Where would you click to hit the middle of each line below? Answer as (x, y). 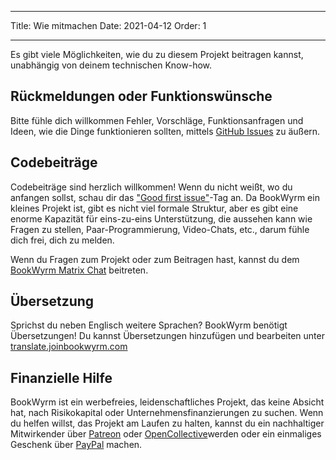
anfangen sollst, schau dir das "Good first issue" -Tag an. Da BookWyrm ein (165, 197)
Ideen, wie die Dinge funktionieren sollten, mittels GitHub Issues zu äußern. (165, 131)
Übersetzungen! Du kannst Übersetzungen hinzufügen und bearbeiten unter (167, 336)
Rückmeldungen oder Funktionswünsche (141, 96)
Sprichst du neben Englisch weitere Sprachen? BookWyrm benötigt (149, 325)
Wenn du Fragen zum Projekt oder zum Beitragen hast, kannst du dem (155, 259)
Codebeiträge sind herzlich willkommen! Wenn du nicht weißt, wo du (151, 187)
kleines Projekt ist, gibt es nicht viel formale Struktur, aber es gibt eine (154, 208)
